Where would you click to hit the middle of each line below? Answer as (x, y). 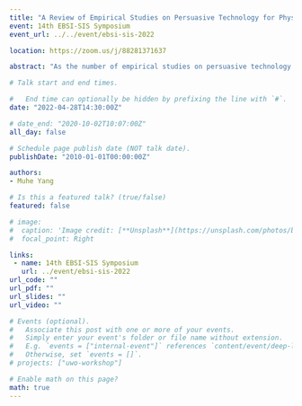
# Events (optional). (50, 321)
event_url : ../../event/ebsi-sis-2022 (82, 34)
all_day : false (38, 132)
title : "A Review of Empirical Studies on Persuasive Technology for (142, 18)
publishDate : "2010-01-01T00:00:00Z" (80, 157)
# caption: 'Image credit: (62, 230)
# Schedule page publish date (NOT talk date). (100, 148)
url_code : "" (34, 280)
